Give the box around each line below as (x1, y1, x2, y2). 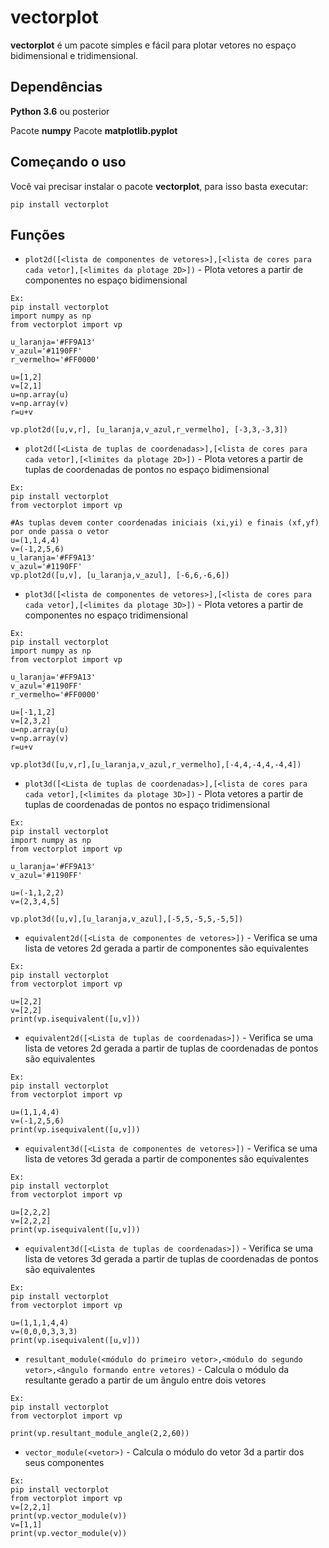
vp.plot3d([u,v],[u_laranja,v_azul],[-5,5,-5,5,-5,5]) (10, 914, 244, 925)
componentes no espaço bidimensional (24, 274, 188, 286)
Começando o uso (10, 154, 127, 171)
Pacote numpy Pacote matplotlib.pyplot (10, 124, 178, 136)
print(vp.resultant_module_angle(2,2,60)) (10, 1429, 190, 1439)
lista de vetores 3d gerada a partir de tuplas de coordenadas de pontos (24, 1253, 319, 1265)
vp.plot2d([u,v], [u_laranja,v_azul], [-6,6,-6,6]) (10, 571, 230, 581)
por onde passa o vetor (10, 527, 110, 537)
